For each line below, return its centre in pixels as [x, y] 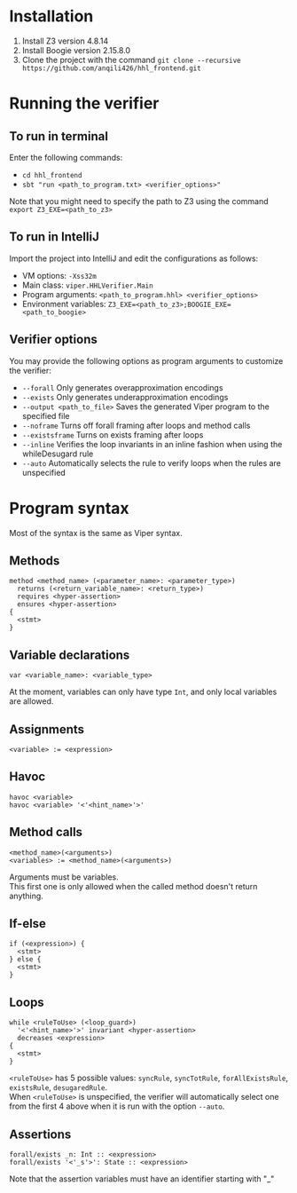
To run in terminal [59, 136]
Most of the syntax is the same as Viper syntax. [96, 533]
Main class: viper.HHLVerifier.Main [87, 285]
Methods [35, 561]
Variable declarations [70, 655]
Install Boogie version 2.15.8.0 [76, 50]
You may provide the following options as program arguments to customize [146, 360]
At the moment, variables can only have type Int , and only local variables [143, 692]
